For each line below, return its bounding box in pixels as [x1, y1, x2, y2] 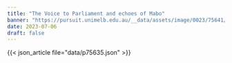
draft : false [7, 29, 45, 37]
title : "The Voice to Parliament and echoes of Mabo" [7, 10, 166, 17]
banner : [7, 17, 30, 24]
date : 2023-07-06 [7, 23, 57, 30]
